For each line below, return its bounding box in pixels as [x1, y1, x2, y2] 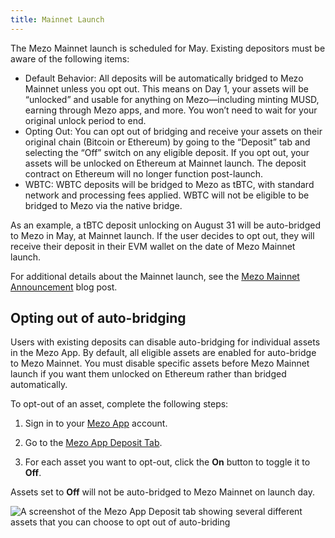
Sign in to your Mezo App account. [24, 417, 168, 430]
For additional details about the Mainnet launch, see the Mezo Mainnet [10, 270, 300, 282]
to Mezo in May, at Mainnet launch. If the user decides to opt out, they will [10, 229, 315, 241]
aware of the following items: [10, 52, 130, 65]
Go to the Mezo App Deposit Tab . [24, 437, 163, 449]
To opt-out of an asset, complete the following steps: [10, 398, 229, 410]
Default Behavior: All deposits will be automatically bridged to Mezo [24, 72, 304, 84]
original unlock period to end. [24, 114, 147, 126]
